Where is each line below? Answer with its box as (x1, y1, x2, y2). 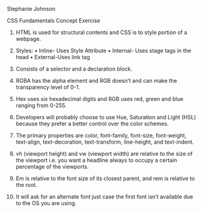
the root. (15, 181, 38, 188)
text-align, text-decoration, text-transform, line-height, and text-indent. (15, 138, 194, 145)
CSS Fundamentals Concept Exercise (7, 17, 100, 24)
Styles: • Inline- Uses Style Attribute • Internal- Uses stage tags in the (15, 47, 191, 54)
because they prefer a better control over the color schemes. (15, 120, 169, 127)
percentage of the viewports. (15, 163, 89, 170)
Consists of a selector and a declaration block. (15, 65, 133, 72)
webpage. (15, 35, 41, 42)
